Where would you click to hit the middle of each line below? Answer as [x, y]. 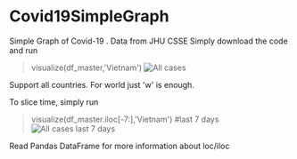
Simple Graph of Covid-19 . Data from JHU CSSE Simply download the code [148, 41]
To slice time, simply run [54, 102]
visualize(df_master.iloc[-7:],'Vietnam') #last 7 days [125, 119]
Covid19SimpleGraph [89, 16]
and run [24, 50]
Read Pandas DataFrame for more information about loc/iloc [120, 146]
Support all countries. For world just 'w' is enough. [102, 84]
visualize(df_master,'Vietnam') [87, 68]
